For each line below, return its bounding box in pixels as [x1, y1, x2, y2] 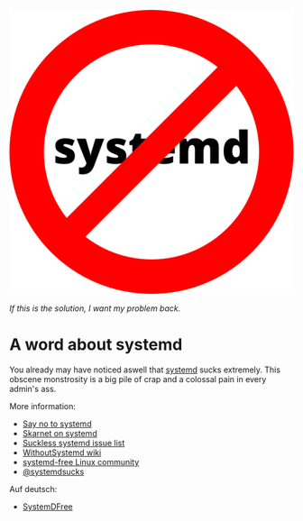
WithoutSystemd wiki [22, 447, 102, 458]
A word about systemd [9, 334, 183, 355]
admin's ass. [9, 383, 57, 394]
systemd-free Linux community [22, 456, 140, 467]
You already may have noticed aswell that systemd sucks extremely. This [9, 364, 281, 375]
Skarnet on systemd [22, 427, 97, 438]
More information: [9, 400, 77, 411]
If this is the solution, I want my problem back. [9, 303, 181, 314]
